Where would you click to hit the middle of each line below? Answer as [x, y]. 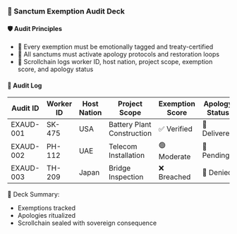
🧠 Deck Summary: [34, 195]
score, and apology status [55, 69]
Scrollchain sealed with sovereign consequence [87, 223]
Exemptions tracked [47, 208]
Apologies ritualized [47, 216]
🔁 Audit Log [25, 85]
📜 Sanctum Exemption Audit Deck [66, 11]
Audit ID [25, 109]
